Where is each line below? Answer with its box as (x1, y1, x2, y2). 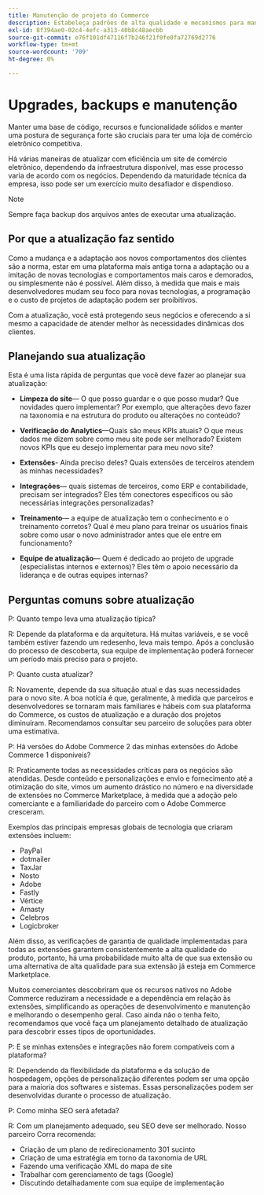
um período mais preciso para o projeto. (8, 654, 138, 664)
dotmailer (19, 855, 51, 864)
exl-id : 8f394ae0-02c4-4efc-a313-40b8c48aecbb (8, 26, 163, 34)
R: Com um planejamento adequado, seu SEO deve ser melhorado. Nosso (8, 1121, 247, 1131)
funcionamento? (19, 539, 73, 548)
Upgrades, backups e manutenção (8, 96, 238, 114)
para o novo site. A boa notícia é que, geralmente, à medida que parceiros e (8, 693, 254, 703)
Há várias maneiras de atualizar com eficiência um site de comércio (8, 154, 228, 164)
